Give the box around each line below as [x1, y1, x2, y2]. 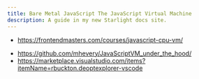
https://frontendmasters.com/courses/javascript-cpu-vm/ [17, 35, 184, 44]
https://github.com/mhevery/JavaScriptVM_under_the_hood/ [17, 49, 192, 58]
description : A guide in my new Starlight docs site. [7, 17, 168, 24]
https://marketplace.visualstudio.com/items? [17, 56, 146, 64]
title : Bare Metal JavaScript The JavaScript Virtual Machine [7, 10, 192, 17]
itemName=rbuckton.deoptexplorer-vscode [17, 64, 143, 72]
